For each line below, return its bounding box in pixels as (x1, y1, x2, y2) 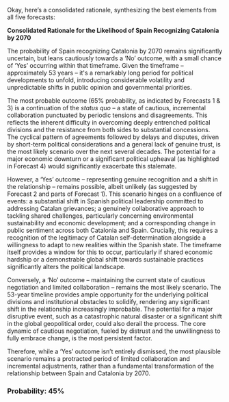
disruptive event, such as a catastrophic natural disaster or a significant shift (7, 312, 222, 321)
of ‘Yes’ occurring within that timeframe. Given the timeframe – (7, 62, 184, 69)
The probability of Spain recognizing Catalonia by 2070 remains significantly (7, 47, 223, 55)
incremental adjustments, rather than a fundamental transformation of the (7, 362, 215, 370)
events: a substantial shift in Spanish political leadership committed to (7, 197, 204, 205)
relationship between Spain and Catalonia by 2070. (7, 369, 150, 377)
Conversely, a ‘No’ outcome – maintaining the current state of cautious (7, 276, 206, 284)
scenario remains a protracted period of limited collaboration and (7, 355, 190, 362)
